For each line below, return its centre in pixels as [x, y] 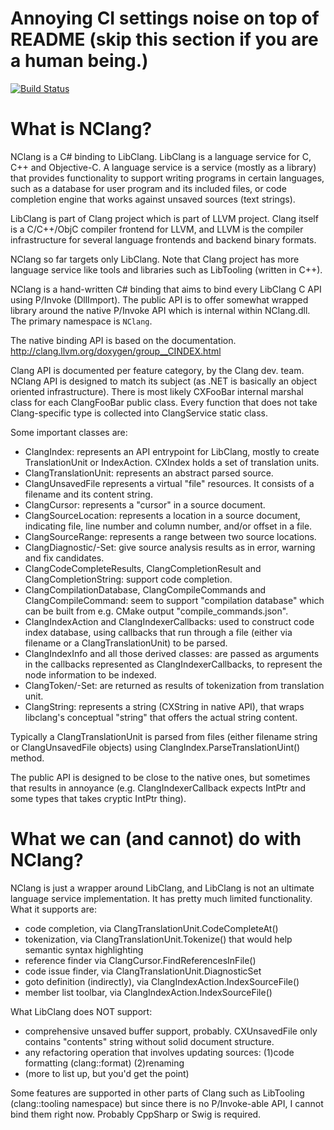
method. [27, 758]
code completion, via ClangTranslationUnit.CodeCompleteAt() [151, 928]
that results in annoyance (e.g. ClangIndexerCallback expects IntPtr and [158, 788]
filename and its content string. [88, 494]
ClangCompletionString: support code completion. [128, 579]
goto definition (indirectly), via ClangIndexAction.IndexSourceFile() [162, 981]
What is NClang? [81, 129]
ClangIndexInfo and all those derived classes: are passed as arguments [172, 653]
